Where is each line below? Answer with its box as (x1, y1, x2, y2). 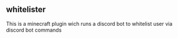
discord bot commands (6, 26, 62, 33)
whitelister (6, 5, 46, 15)
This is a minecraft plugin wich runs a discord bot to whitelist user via (6, 20, 173, 27)
